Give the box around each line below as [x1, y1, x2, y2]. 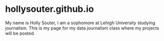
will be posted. [5, 30, 35, 36]
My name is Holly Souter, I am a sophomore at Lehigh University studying [5, 20, 156, 26]
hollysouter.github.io [5, 3, 94, 15]
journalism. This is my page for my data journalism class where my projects [5, 25, 160, 31]
